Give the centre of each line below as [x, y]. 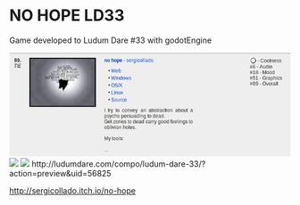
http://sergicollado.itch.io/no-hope [73, 190]
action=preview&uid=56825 [60, 173]
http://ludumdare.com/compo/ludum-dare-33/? [118, 164]
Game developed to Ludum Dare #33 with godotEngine [111, 40]
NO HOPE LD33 [67, 16]
